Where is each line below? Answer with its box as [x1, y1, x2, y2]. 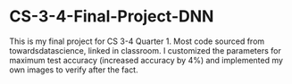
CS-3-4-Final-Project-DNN [9, 6, 214, 27]
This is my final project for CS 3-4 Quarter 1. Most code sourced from [9, 36, 265, 46]
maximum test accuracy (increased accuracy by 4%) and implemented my [9, 55, 284, 65]
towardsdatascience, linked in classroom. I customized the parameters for [9, 45, 281, 55]
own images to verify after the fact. [9, 64, 138, 75]
